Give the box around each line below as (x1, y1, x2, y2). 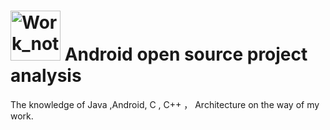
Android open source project (64, 43, 308, 66)
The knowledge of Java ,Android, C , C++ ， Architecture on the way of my (10, 98, 320, 110)
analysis (10, 65, 82, 87)
